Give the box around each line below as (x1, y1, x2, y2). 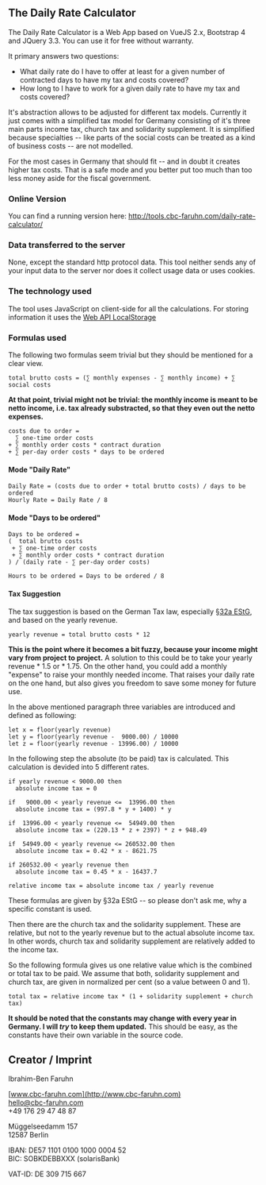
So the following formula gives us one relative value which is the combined (8, 960, 253, 970)
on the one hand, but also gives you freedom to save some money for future (8, 678, 256, 688)
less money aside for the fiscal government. (8, 173, 152, 183)
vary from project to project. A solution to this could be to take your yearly (8, 653, 253, 662)
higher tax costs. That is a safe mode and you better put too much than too (8, 164, 253, 174)
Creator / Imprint (8, 1053, 93, 1067)
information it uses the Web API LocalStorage (8, 312, 157, 322)
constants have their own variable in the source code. (8, 1030, 184, 1040)
